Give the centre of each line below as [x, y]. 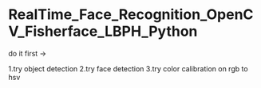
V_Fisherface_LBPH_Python [103, 31]
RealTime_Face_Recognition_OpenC [131, 15]
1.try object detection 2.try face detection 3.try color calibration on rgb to [129, 68]
